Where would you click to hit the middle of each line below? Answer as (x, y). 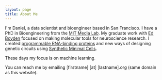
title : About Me (21, 14)
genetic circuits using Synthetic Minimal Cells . (51, 48)
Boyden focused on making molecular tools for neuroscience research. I (77, 38)
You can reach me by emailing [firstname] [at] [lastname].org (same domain (81, 67)
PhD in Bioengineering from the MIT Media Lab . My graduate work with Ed (79, 33)
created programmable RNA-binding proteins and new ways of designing (78, 43)
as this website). (21, 72)
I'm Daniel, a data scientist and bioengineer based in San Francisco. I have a (81, 28)
